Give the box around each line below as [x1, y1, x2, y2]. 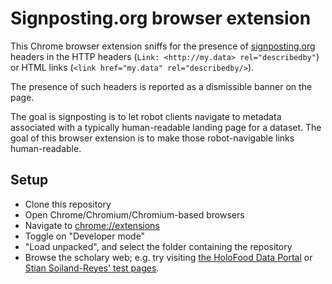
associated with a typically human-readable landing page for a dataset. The [10, 121, 322, 133]
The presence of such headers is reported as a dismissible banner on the [10, 80, 313, 92]
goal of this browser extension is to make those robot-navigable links [10, 132, 295, 144]
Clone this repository [24, 198, 112, 210]
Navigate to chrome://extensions [24, 219, 160, 231]
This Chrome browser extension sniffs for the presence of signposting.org [10, 40, 316, 52]
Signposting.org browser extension [10, 7, 312, 30]
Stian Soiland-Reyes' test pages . [24, 262, 160, 274]
